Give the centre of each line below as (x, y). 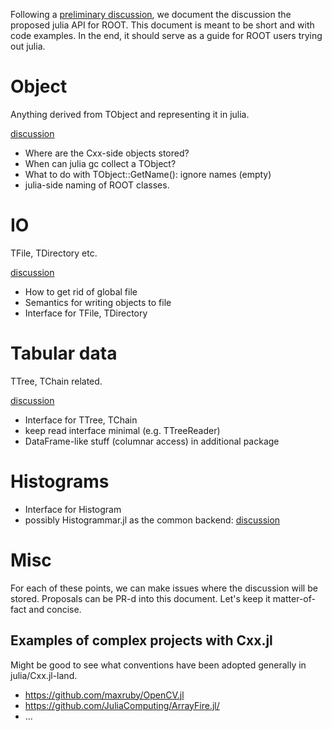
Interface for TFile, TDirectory (86, 313)
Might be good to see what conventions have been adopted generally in (158, 665)
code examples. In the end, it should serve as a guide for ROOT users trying (166, 35)
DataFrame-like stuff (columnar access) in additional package (152, 441)
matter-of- (294, 598)
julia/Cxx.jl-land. (44, 675)
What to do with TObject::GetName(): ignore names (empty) (148, 174)
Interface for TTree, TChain (81, 420)
